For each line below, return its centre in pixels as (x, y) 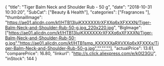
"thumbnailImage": (24, 17)
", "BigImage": (128, 28)
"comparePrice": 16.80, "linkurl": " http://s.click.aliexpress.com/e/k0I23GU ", (81, 53)
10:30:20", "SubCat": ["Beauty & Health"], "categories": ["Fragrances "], (78, 12)
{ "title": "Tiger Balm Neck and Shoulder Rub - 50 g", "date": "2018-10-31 (79, 7)
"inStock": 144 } (21, 58)
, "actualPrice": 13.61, (133, 48)
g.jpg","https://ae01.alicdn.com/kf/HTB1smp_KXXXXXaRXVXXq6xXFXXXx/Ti (82, 43)
